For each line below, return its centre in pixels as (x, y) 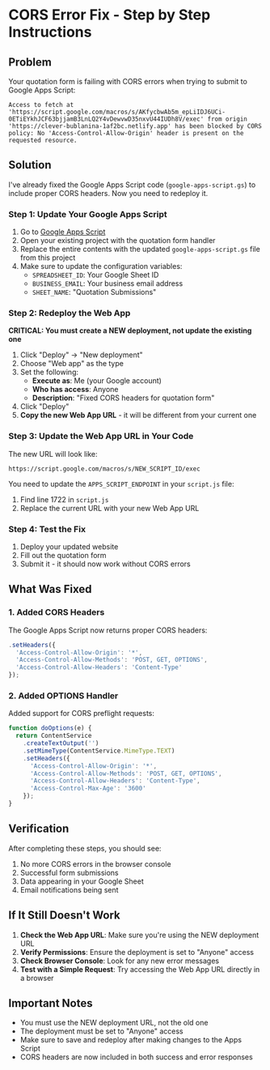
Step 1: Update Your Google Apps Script (88, 214)
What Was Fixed (50, 589)
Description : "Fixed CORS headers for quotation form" (123, 398)
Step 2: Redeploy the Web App (70, 313)
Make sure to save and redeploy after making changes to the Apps (131, 1040)
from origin (228, 119)
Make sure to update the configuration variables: (101, 266)
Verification (39, 829)
